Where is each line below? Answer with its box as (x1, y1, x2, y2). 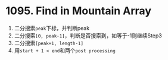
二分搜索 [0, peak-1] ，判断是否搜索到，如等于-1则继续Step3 (14, 31, 162, 39)
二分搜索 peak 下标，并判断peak (14, 24, 90, 31)
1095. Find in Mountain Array (5, 4, 152, 18)
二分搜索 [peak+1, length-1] (14, 39, 84, 46)
